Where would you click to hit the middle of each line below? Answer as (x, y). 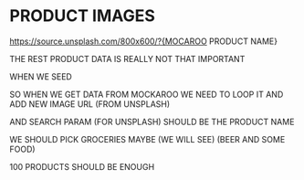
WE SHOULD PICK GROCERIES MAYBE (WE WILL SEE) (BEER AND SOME (147, 139)
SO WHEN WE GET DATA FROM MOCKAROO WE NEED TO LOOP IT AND (147, 94)
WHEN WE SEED (41, 76)
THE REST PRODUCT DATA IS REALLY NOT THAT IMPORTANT (127, 58)
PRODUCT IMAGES (82, 16)
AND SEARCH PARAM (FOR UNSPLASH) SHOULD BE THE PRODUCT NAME (152, 122)
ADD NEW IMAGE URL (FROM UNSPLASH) (90, 104)
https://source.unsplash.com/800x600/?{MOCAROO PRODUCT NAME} (144, 41)
